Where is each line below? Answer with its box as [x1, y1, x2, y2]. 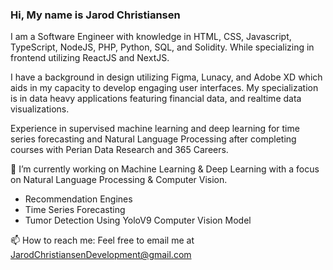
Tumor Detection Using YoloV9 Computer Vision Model [24, 214, 252, 227]
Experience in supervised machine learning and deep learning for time [10, 123, 300, 135]
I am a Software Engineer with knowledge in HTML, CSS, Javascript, [10, 31, 292, 43]
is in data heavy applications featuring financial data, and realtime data [10, 93, 302, 105]
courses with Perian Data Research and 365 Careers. [10, 144, 229, 156]
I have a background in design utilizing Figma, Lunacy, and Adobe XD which [10, 71, 323, 83]
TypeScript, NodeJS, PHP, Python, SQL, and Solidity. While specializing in [10, 41, 315, 53]
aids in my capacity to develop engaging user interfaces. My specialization [10, 82, 319, 94]
